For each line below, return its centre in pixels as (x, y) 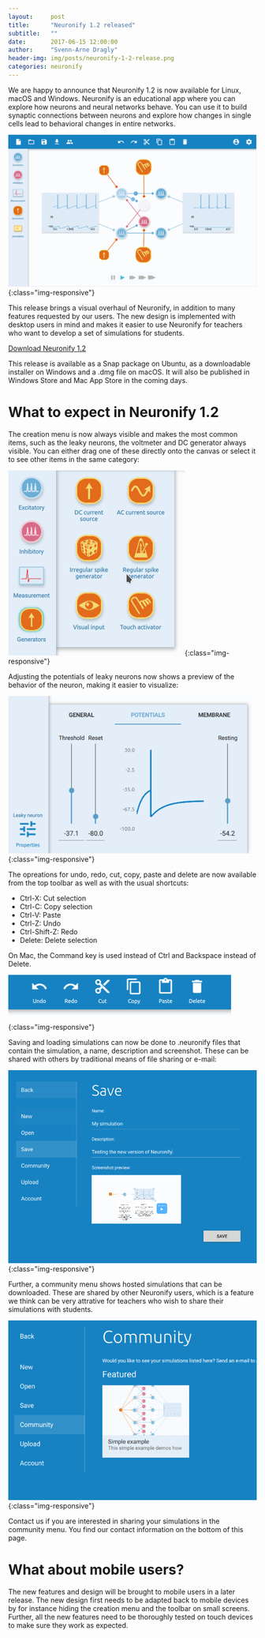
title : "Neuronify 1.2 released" (72, 25)
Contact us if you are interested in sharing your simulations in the (114, 1521)
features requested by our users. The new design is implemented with (122, 316)
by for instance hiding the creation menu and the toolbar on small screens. (129, 1609)
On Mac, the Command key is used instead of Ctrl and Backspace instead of (132, 955)
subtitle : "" (33, 33)
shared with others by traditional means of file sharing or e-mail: (112, 1059)
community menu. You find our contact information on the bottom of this (126, 1530)
